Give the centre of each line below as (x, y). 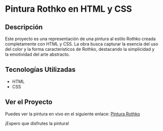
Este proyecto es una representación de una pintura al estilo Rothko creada (80, 39)
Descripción (24, 27)
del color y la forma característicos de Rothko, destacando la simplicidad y (80, 49)
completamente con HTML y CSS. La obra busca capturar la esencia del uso (82, 44)
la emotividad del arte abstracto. (37, 54)
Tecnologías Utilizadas (40, 70)
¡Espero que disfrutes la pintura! (37, 123)
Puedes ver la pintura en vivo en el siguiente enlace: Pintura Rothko (72, 114)
